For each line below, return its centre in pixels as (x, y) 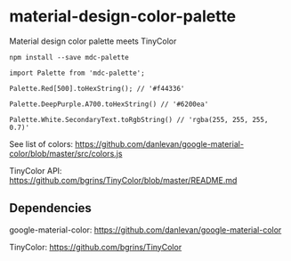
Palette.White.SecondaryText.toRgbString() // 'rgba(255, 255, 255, (139, 119)
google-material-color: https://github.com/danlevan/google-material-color (145, 230)
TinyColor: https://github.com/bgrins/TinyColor (96, 247)
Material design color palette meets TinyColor (93, 41)
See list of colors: (41, 143)
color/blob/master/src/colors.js (66, 153)
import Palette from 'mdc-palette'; (77, 73)
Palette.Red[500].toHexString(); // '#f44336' (97, 88)
